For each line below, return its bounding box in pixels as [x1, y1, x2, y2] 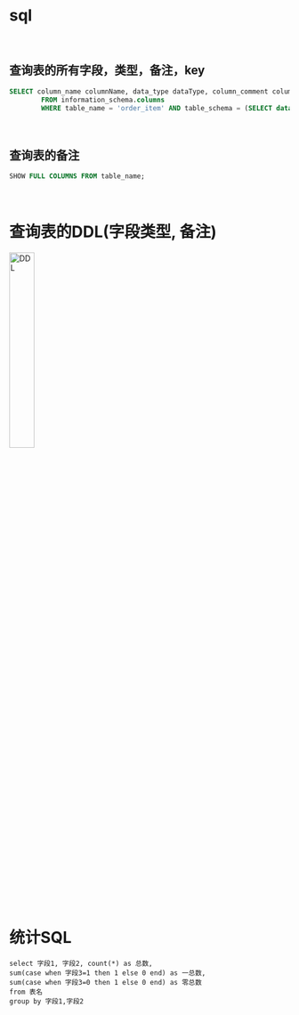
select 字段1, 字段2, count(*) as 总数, [9, 959, 153, 968]
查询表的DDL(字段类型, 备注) [9, 222, 217, 242]
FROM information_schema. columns [41, 95, 166, 104]
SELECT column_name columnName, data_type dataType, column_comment [9, 86, 269, 96]
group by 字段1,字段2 [9, 996, 85, 1006]
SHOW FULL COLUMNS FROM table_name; [9, 172, 145, 181]
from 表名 [9, 987, 43, 996]
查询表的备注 [9, 148, 80, 163]
